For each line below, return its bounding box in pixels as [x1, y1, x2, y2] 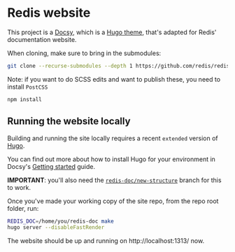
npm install [7, 96, 42, 103]
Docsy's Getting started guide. [7, 162, 96, 170]
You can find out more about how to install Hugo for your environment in [7, 155, 215, 163]
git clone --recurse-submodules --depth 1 [7, 62, 133, 69]
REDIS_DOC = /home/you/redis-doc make [7, 218, 114, 225]
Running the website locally [7, 115, 131, 127]
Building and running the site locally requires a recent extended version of [7, 134, 218, 142]
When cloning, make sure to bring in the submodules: [7, 49, 162, 57]
